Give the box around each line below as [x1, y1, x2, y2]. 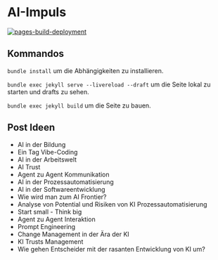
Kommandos [7, 48, 65, 60]
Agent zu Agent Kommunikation [17, 170, 110, 178]
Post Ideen [7, 122, 55, 134]
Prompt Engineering [17, 222, 76, 230]
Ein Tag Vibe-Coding [17, 148, 78, 156]
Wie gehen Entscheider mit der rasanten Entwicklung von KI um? [17, 245, 205, 253]
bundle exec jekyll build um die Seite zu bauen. [7, 101, 151, 110]
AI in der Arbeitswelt [17, 155, 77, 164]
